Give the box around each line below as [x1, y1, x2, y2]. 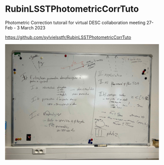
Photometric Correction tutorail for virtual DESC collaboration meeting [5, 20, 145, 25]
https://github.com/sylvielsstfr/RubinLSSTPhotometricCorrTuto [5, 34, 131, 40]
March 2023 [20, 24, 45, 30]
